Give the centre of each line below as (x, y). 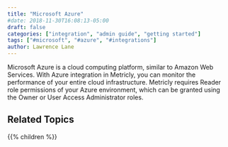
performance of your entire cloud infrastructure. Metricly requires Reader (114, 82)
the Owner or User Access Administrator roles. (75, 97)
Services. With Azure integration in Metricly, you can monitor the (102, 75)
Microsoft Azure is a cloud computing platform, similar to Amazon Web (110, 67)
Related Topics (41, 120)
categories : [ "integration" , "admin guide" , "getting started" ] (104, 34)
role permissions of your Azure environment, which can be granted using (114, 90)
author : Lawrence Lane (41, 47)
